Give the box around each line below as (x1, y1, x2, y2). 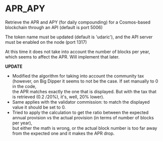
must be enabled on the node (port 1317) (5, 39, 87, 45)
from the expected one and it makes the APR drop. (12, 130, 115, 136)
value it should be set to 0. (12, 104, 66, 110)
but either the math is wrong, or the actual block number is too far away (12, 125, 158, 131)
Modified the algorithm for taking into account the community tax (12, 73, 144, 79)
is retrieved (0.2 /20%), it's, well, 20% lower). (12, 94, 105, 100)
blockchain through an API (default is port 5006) (5, 24, 103, 30)
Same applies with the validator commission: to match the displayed (12, 99, 150, 105)
